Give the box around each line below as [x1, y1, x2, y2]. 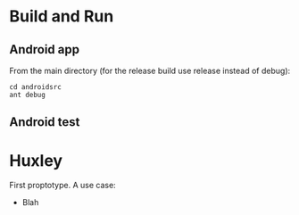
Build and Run [9, 6, 114, 27]
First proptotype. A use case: [9, 180, 116, 191]
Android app [9, 42, 80, 57]
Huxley [9, 150, 63, 170]
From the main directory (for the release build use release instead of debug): [9, 65, 291, 76]
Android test [9, 114, 80, 130]
